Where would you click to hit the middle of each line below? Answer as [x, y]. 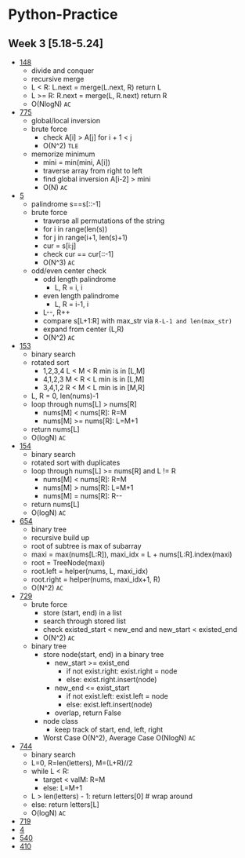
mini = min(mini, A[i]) [77, 162]
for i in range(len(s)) [75, 229]
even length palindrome [81, 296]
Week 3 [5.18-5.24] [56, 44]
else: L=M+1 [63, 788]
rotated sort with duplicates [76, 462]
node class [60, 721]
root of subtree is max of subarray [86, 546]
